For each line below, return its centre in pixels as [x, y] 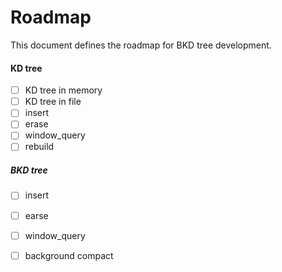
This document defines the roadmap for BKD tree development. [141, 45]
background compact [69, 255]
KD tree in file [53, 102]
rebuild [39, 147]
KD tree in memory [63, 90]
